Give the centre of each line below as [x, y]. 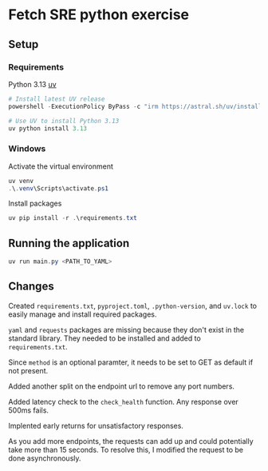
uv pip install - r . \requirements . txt [73, 218]
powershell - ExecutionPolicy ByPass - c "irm [83, 106]
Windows [27, 149]
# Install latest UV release [57, 99]
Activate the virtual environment [61, 166]
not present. [28, 370]
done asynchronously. [45, 458]
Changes [31, 287]
